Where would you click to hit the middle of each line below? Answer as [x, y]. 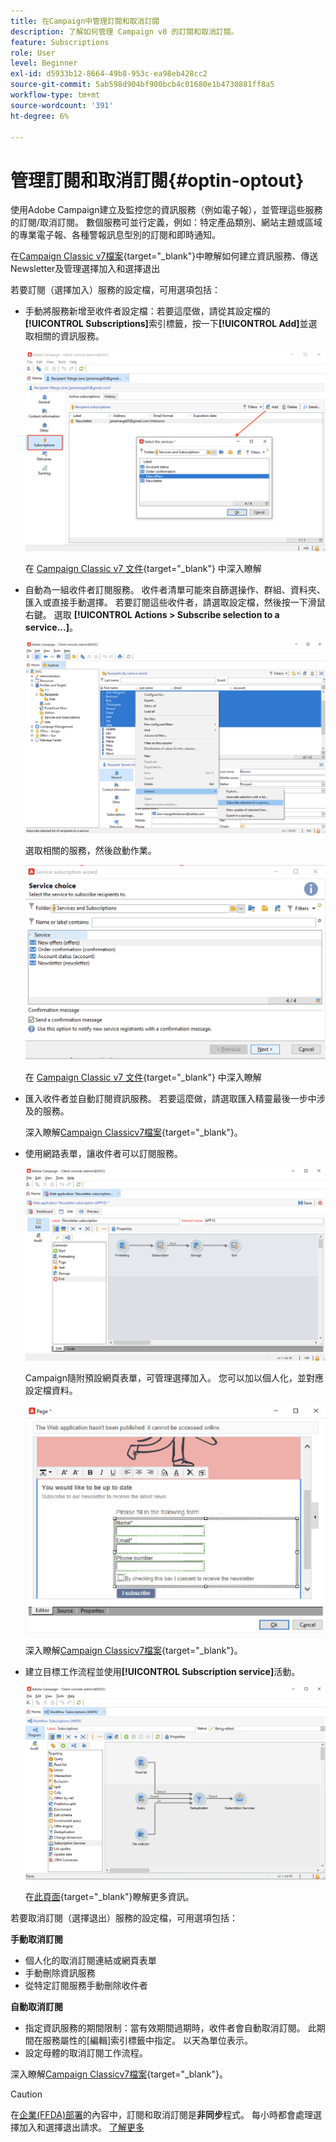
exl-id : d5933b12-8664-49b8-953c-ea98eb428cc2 [109, 74]
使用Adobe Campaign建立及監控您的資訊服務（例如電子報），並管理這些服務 [166, 210]
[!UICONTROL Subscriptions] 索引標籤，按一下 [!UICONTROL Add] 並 [166, 324]
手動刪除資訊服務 [60, 1972]
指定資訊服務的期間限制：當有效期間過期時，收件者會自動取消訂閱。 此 [170, 2027]
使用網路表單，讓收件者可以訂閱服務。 [103, 1154]
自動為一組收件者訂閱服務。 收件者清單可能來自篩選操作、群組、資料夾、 [175, 590]
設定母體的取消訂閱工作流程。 [86, 2052]
